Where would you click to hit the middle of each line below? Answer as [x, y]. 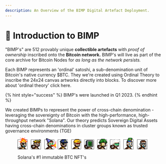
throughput [17, 120]
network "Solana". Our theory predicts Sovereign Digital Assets [93, 120]
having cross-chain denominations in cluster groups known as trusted [76, 125]
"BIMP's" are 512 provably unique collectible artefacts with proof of [75, 49]
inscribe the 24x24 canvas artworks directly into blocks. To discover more [81, 80]
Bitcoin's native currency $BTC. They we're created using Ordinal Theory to [83, 75]
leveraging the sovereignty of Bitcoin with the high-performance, [71, 115]
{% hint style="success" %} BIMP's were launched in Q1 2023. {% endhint [81, 95]
